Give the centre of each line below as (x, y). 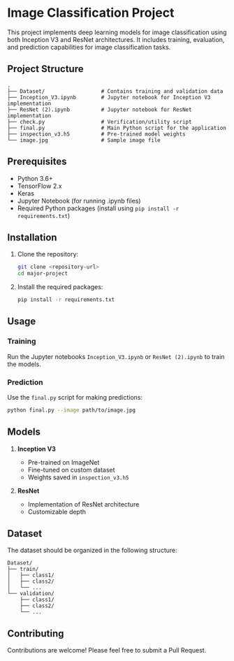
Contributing (36, 633)
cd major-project (43, 274)
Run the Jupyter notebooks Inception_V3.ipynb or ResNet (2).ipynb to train (116, 356)
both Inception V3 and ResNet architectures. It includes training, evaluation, (116, 39)
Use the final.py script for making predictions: (75, 397)
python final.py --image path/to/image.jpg (72, 410)
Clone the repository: (48, 254)
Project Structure (45, 69)
